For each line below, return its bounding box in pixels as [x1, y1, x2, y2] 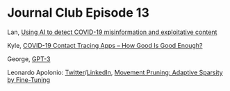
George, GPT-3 [7, 54, 51, 63]
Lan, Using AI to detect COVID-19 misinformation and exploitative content [7, 28, 217, 36]
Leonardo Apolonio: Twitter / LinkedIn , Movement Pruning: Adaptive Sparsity [7, 68, 224, 76]
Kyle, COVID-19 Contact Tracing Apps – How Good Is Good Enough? [7, 41, 203, 49]
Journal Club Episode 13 [7, 5, 149, 21]
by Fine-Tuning [7, 75, 51, 84]
